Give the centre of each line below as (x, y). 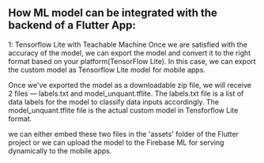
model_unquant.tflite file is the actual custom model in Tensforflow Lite (123, 110)
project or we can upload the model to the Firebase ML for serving (116, 142)
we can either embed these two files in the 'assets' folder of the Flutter (124, 134)
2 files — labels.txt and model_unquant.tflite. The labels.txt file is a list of (126, 93)
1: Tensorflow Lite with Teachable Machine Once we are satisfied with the (128, 44)
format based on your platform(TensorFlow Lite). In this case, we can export (132, 61)
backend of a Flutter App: (72, 26)
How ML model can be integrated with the (113, 13)
